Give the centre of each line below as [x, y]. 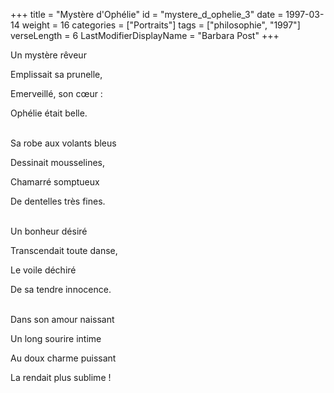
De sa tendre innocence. [61, 289]
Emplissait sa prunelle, [56, 74]
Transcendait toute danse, [64, 250]
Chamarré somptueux [55, 182]
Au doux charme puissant [63, 358]
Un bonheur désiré [49, 231]
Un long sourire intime [56, 338]
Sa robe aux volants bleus [63, 143]
